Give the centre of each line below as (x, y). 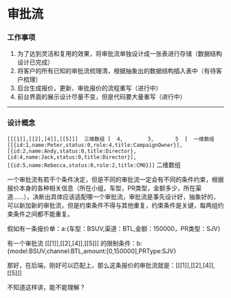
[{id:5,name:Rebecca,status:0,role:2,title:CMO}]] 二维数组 (94, 165)
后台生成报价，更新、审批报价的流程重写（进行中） (89, 88)
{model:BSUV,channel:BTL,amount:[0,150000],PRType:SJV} (92, 251)
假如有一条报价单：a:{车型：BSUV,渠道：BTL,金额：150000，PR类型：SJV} (114, 228)
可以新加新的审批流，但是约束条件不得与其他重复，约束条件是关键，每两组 (112, 205)
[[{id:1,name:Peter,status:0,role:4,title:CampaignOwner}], (95, 145)
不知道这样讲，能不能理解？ (46, 287)
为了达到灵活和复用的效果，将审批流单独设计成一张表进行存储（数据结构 (119, 54)
